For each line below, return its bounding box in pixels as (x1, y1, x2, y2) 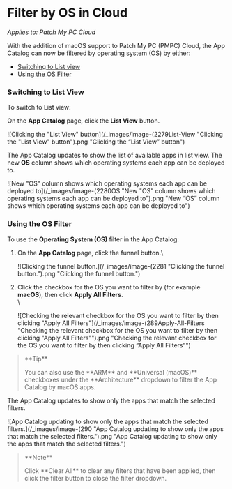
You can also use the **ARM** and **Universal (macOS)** (24, 368, 198, 376)
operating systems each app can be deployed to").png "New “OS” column (7, 194, 220, 203)
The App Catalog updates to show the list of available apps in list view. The (7, 151, 223, 160)
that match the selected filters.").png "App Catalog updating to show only (7, 432, 217, 440)
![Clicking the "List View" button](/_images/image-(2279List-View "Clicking (7, 130, 223, 139)
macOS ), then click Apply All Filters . (17, 290, 123, 299)
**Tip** (24, 354, 48, 363)
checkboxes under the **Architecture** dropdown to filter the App (24, 375, 217, 384)
